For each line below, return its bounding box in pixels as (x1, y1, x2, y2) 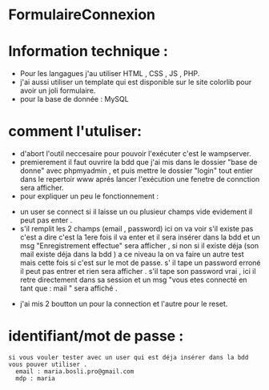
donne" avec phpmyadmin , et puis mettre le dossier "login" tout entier (19, 166, 254, 175)
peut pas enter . (19, 215, 73, 225)
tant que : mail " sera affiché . (19, 283, 118, 293)
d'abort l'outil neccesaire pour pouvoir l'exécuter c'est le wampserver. (19, 149, 251, 159)
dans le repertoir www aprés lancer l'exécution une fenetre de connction (19, 175, 260, 184)
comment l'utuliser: (8, 123, 143, 141)
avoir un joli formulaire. (19, 86, 96, 95)
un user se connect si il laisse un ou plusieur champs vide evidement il (19, 207, 253, 217)
